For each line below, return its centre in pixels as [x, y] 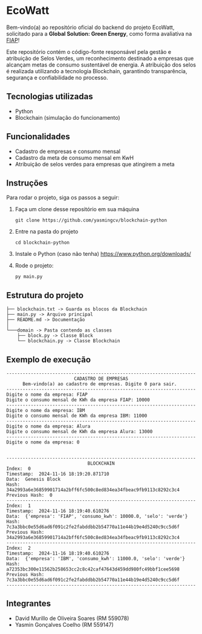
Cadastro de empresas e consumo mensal [68, 151]
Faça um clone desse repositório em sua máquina [77, 209]
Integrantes [29, 603]
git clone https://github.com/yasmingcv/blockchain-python [91, 221]
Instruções [27, 183]
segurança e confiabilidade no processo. [57, 77]
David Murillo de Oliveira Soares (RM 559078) [72, 618]
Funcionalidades [38, 137]
